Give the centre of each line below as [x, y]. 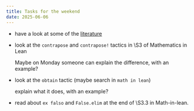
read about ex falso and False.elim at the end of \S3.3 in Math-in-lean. [102, 102]
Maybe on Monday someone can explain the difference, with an [92, 63]
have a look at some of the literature [58, 33]
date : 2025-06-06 [27, 17]
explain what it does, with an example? [61, 91]
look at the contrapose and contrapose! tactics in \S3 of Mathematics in [101, 45]
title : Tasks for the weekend [43, 11]
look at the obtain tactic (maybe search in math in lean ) [83, 80]
